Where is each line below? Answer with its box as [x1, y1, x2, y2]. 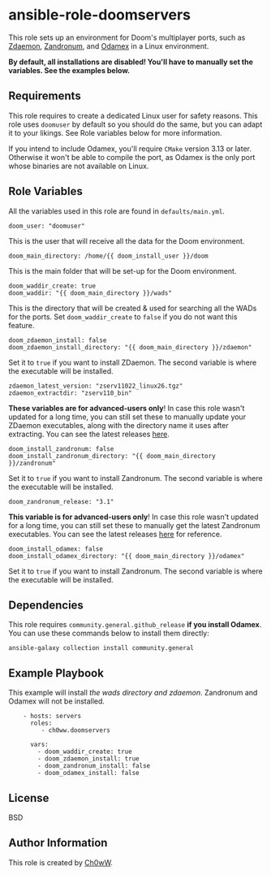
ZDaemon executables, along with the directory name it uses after [8, 420, 229, 430]
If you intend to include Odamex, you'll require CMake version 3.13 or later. [8, 144, 252, 154]
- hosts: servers [23, 713, 82, 721]
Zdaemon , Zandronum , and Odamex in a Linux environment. [8, 41, 209, 50]
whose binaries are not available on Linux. [8, 161, 149, 171]
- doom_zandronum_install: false [37, 762, 151, 770]
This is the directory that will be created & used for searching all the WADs [8, 303, 257, 313]
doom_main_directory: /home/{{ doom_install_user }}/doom [8, 252, 209, 260]
